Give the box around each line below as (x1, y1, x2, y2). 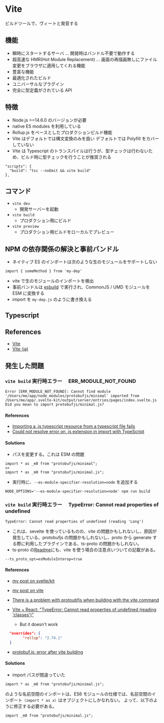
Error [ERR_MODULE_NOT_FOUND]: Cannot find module (5, 389, 111, 394)
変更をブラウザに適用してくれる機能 (12, 63, 85, 69)
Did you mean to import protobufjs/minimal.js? (5, 402, 105, 407)
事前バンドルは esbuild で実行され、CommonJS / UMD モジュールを (12, 284, 151, 290)
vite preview (12, 224, 39, 229)
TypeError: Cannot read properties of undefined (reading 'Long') (5, 519, 144, 524)
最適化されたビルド (12, 75, 52, 81)
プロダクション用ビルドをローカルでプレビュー (19, 229, 114, 235)
